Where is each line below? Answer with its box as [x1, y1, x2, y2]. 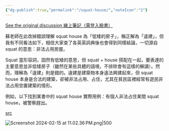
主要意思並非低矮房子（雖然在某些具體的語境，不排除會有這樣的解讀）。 [5, 63, 156, 69]
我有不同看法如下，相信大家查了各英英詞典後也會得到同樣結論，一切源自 [5, 39, 158, 46]
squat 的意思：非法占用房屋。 [5, 46, 68, 52]
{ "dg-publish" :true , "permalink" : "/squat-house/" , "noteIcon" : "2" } [5, 7, 147, 13]
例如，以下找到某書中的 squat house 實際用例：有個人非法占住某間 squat [5, 93, 159, 99]
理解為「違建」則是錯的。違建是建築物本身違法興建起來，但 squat [14, 70, 153, 76]
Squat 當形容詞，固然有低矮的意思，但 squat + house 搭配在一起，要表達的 [5, 57, 164, 63]
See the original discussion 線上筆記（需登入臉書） [5, 22, 113, 28]
